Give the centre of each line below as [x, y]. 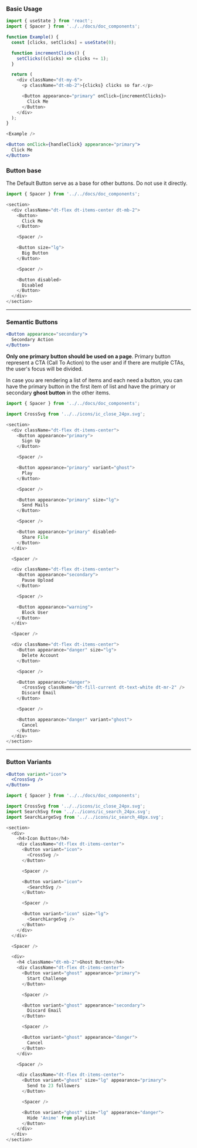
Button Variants [29, 762]
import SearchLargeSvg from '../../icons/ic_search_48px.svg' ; [85, 817]
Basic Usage [24, 9]
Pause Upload [38, 580]
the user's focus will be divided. [45, 369]
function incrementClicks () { [48, 53]
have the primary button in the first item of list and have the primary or [91, 387]
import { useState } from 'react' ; [50, 21]
